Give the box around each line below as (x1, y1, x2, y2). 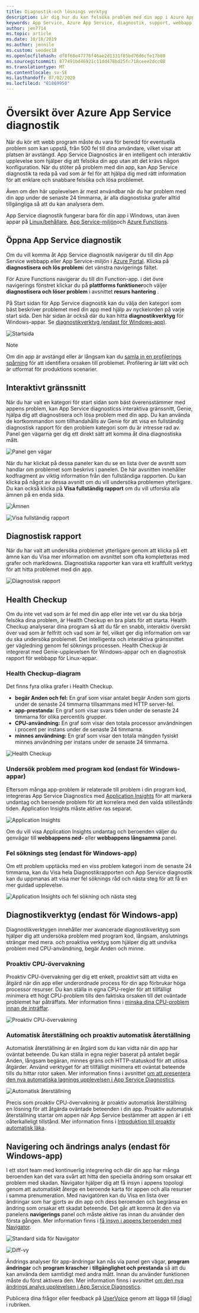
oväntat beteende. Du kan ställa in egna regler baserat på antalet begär (6, 1051, 180, 1058)
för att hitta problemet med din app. (6, 566, 93, 573)
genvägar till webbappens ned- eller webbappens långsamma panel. (6, 834, 177, 841)
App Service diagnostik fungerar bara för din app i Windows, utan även (6, 212, 179, 219)
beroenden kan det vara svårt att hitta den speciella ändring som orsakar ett (6, 1173, 192, 1180)
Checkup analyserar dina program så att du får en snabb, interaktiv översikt (6, 623, 191, 630)
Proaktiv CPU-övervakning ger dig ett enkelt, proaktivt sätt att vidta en (6, 973, 178, 980)
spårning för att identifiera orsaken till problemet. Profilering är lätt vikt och (6, 359, 188, 366)
